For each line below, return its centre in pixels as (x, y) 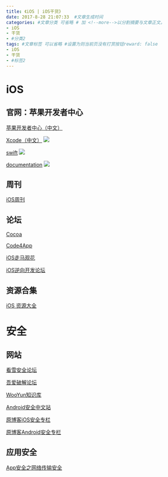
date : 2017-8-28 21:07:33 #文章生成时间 (55, 17)
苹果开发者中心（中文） (34, 128)
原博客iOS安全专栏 (28, 420)
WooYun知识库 (24, 394)
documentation (24, 164)
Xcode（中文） (24, 140)
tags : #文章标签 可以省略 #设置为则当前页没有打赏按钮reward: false (82, 44)
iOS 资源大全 (21, 306)
